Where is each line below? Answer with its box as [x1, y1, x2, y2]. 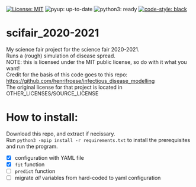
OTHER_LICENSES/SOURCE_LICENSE [6, 89, 99, 97]
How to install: [6, 111, 78, 124]
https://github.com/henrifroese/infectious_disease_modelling [6, 77, 155, 84]
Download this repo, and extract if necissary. [6, 130, 115, 137]
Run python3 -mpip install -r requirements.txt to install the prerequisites [6, 136, 191, 143]
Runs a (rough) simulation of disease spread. [6, 52, 115, 59]
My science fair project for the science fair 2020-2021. [6, 46, 140, 53]
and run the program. [6, 143, 58, 150]
